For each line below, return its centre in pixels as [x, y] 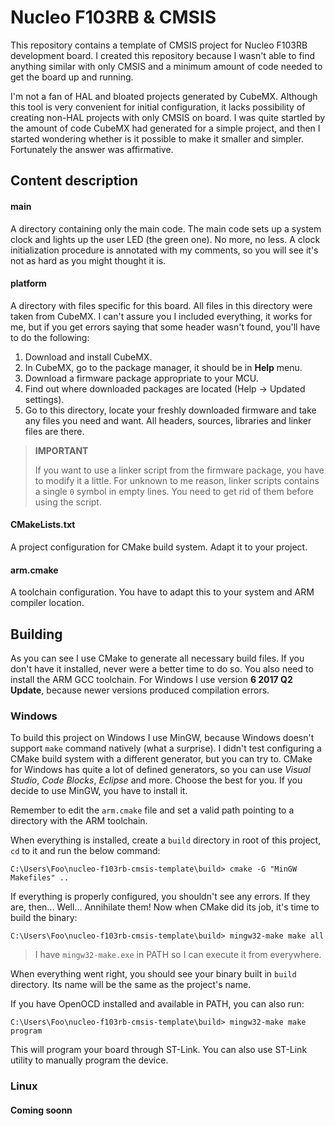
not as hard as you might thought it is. [88, 260]
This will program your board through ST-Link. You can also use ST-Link [159, 1050]
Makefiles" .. [40, 878]
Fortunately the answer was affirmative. [92, 149]
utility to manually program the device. [89, 1060]
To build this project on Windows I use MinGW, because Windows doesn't [162, 738]
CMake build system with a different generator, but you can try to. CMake [161, 759]
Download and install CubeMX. [88, 357]
